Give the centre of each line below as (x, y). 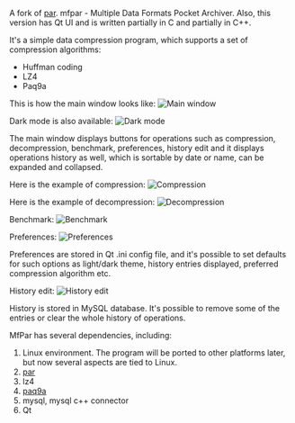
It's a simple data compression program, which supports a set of (129, 40)
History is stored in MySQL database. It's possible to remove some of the (145, 308)
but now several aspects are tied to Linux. (100, 362)
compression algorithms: (55, 49)
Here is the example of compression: (77, 184)
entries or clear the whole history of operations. (98, 318)
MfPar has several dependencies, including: (91, 335)
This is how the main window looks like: (83, 103)
